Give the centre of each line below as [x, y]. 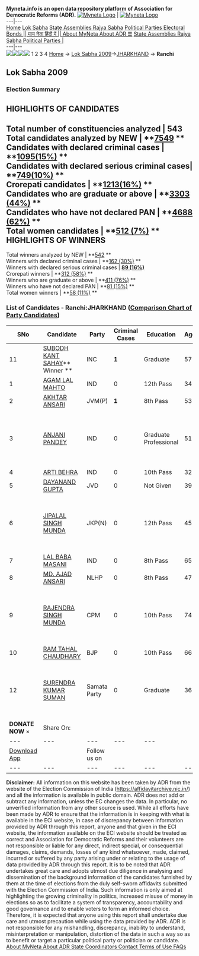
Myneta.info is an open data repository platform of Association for [89, 9]
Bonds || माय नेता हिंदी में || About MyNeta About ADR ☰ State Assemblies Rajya [99, 34]
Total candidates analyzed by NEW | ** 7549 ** [95, 138]
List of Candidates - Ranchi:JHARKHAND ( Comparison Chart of [99, 308]
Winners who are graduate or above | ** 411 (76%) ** [71, 280]
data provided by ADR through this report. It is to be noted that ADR [88, 864]
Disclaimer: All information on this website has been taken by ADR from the [98, 782]
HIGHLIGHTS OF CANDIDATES [63, 108]
